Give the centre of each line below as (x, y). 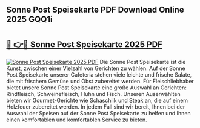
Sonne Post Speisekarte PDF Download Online (95, 10)
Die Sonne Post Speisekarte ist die (143, 62)
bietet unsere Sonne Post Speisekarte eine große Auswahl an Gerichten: (96, 88)
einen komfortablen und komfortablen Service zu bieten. (77, 120)
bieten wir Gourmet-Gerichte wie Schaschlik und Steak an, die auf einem (97, 100)
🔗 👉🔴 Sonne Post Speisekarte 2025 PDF (84, 44)
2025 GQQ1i (29, 20)
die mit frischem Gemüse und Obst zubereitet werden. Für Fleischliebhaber (100, 81)
